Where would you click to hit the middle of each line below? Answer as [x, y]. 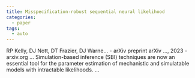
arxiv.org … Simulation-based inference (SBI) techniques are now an [91, 57]
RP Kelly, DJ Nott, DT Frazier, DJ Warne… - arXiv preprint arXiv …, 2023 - [97, 51]
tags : [13, 28]
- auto [20, 34]
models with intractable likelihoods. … [53, 70]
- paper [21, 23]
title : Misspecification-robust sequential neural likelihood [85, 12]
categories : [21, 17]
